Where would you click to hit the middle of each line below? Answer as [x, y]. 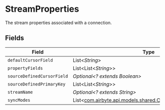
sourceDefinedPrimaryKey [37, 84]
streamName [20, 92]
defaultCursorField [30, 60]
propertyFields [25, 68]
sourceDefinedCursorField [38, 76]
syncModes [19, 100]
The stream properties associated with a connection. [58, 23]
